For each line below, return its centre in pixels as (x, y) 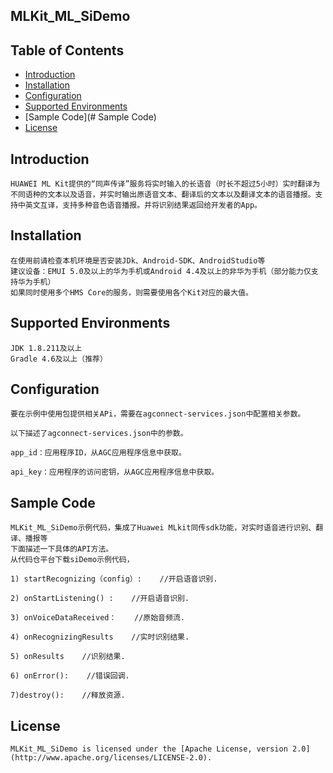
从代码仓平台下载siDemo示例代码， (72, 560)
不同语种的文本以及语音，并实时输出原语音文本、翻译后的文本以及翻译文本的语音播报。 (163, 195)
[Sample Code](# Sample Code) (90, 117)
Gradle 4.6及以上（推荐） (59, 359)
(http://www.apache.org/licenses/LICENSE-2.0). (111, 758)
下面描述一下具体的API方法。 (62, 549)
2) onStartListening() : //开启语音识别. (100, 599)
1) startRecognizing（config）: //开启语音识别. (114, 579)
